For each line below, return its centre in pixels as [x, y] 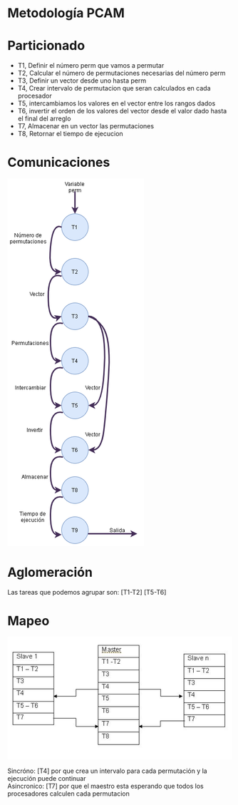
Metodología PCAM [66, 13]
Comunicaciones [59, 163]
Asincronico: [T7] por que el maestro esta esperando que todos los [106, 786]
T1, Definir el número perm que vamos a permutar [91, 66]
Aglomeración [50, 573]
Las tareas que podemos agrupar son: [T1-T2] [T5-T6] [87, 592]
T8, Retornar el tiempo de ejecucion [70, 134]
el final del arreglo [44, 118]
